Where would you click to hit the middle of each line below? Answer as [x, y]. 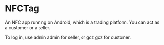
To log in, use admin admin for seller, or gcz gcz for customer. [68, 37]
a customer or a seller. [28, 27]
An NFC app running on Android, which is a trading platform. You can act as [82, 22]
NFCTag [22, 9]
